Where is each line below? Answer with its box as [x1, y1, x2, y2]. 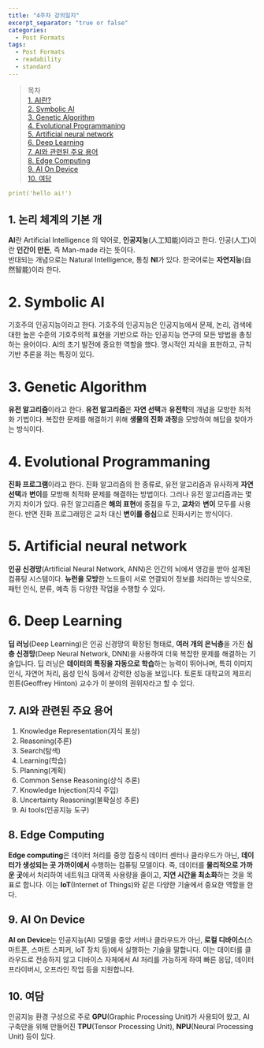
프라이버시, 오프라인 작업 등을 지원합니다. [8, 964, 135, 974]
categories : [8, 26, 47, 34]
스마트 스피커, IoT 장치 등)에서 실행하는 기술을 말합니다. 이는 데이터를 [31, 945, 243, 954]
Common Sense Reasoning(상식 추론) [19, 775, 140, 785]
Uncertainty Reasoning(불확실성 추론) [19, 795, 139, 805]
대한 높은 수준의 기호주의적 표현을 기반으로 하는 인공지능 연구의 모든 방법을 [8, 330, 238, 340]
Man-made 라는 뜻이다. [61, 245, 136, 255]
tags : [8, 41, 26, 49]
